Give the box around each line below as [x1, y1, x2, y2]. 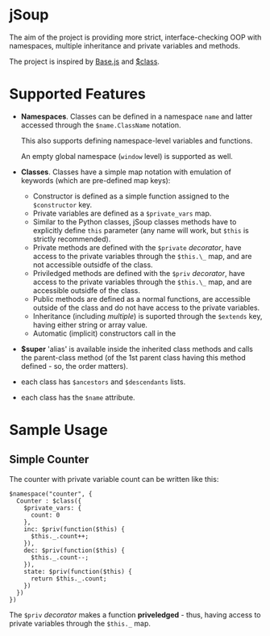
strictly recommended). [32, 234, 111, 244]
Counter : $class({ [16, 496, 82, 505]
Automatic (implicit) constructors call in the [32, 328, 177, 338]
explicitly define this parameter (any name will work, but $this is [32, 225, 249, 235]
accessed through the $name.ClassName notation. [20, 119, 181, 130]
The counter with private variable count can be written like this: [9, 474, 219, 483]
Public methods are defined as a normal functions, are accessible [32, 294, 251, 303]
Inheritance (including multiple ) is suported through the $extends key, [32, 311, 263, 320]
